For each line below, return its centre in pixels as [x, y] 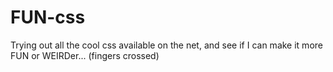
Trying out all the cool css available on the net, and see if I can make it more [166, 45]
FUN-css [48, 17]
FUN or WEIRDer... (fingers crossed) [85, 55]
